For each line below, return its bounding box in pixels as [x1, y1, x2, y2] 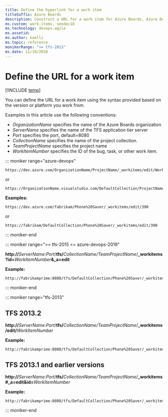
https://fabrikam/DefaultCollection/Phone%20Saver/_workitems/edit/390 [5, 223, 157, 228]
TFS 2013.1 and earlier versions [5, 360, 104, 369]
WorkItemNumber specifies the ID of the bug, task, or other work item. [12, 148, 158, 154]
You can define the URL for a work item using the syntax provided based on [5, 97, 161, 103]
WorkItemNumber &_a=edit [14, 256, 70, 263]
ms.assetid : [5, 31, 30, 36]
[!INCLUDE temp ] [5, 87, 41, 93]
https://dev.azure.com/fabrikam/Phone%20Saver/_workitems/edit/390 [5, 205, 149, 210]
